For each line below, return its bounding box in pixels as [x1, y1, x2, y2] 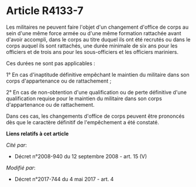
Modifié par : [6, 164, 36, 171]
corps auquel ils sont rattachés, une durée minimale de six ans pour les [6, 42, 178, 49]
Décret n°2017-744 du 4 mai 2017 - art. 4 [14, 175, 114, 182]
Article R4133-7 [6, 4, 84, 18]
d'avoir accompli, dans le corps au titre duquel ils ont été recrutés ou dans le [6, 36, 191, 43]
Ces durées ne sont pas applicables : [6, 60, 95, 67]
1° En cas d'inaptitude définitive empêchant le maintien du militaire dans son [6, 71, 190, 78]
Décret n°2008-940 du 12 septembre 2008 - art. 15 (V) [14, 152, 147, 159]
